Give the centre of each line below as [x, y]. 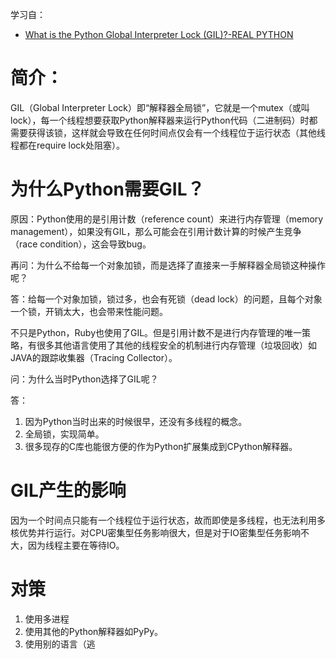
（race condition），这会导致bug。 [81, 244]
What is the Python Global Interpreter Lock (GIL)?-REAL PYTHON [159, 34]
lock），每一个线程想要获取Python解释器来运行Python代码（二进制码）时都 [164, 120]
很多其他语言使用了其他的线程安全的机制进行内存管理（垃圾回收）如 [176, 345]
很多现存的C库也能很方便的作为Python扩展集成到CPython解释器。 [161, 446]
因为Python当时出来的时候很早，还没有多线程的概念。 [136, 421]
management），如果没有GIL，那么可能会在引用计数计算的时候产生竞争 [156, 231]
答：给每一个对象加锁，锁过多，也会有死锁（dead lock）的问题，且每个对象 [166, 299]
